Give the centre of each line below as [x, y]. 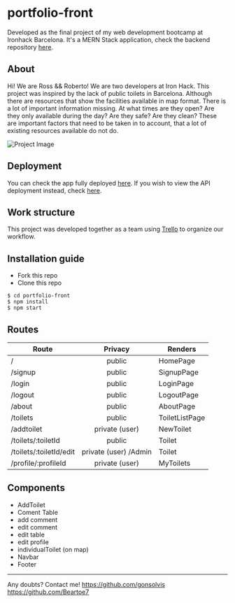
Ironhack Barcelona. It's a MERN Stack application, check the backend [109, 39]
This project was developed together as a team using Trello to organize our [115, 229]
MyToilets [175, 463]
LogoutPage [179, 395]
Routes [23, 329]
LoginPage [176, 384]
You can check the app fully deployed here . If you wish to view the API [109, 183]
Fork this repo [37, 276]
